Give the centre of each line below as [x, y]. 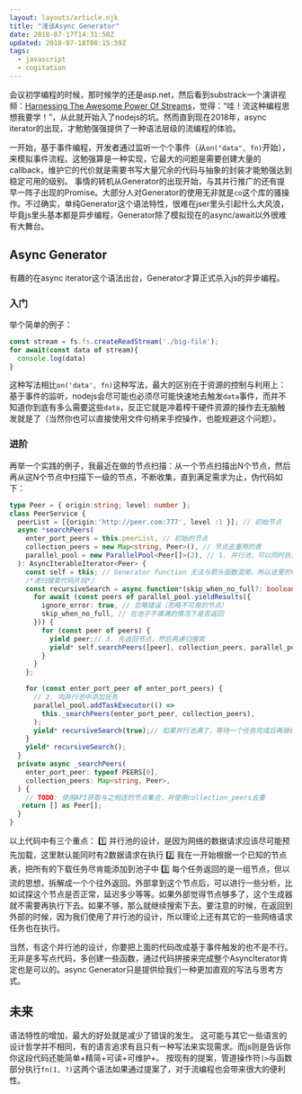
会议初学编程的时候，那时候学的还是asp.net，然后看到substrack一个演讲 [144, 94]
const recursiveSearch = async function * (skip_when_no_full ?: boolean [160, 589]
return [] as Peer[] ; [62, 806]
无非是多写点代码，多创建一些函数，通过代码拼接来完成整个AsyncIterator [145, 958]
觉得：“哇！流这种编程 [240, 105]
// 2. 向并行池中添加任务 [75, 697]
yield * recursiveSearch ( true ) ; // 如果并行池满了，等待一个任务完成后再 [158, 731]
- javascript [42, 59]
